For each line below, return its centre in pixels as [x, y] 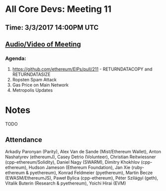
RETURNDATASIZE [31, 74]
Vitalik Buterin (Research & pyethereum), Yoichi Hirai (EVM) [66, 183]
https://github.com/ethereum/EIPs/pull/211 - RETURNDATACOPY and [82, 69]
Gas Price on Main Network [40, 85]
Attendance [24, 140]
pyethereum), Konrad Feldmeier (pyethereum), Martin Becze [91, 173]
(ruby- [138, 168]
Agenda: [16, 58]
